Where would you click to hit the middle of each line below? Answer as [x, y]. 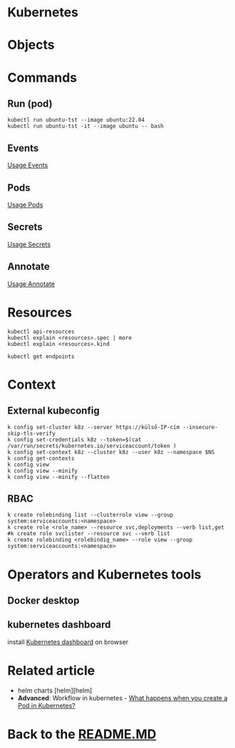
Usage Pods [25, 205]
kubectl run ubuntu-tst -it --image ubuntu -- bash [85, 126]
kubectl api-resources [41, 332]
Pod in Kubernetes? [47, 705]
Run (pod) [30, 104]
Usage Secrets [29, 244]
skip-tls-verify [31, 433]
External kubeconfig [53, 411]
